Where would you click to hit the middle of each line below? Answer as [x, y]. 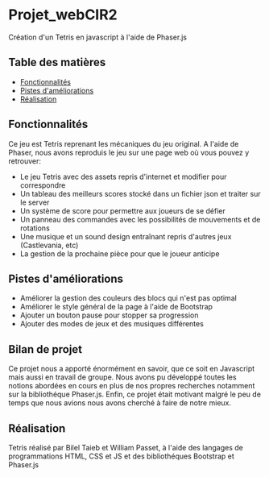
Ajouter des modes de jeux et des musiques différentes [112, 324]
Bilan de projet [46, 349]
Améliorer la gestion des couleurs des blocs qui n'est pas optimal [128, 298]
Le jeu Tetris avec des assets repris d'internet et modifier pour [123, 176]
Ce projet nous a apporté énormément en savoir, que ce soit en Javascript [132, 369]
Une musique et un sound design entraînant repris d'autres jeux [126, 236]
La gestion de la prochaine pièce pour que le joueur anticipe [120, 253]
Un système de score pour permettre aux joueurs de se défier [122, 210]
